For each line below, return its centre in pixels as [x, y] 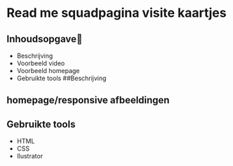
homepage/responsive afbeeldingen [88, 100]
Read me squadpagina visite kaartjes [116, 13]
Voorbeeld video [41, 63]
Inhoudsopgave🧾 [45, 39]
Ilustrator [30, 156]
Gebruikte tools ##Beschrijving [61, 78]
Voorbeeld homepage [48, 71]
